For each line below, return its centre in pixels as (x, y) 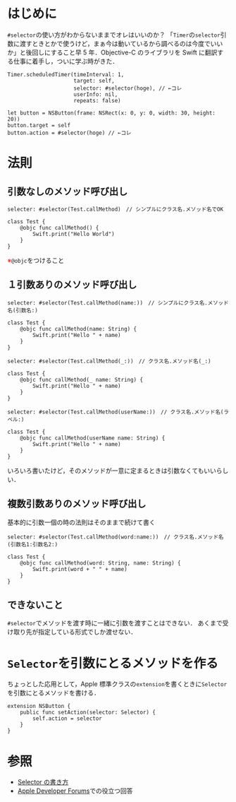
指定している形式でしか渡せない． (87, 632)
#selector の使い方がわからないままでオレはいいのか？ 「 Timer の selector (114, 35)
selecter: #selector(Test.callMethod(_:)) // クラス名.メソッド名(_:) (109, 361)
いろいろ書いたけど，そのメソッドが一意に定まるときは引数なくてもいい (112, 471)
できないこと (35, 605)
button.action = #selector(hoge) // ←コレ (69, 133)
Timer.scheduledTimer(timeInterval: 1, (66, 74)
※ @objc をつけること (36, 260)
